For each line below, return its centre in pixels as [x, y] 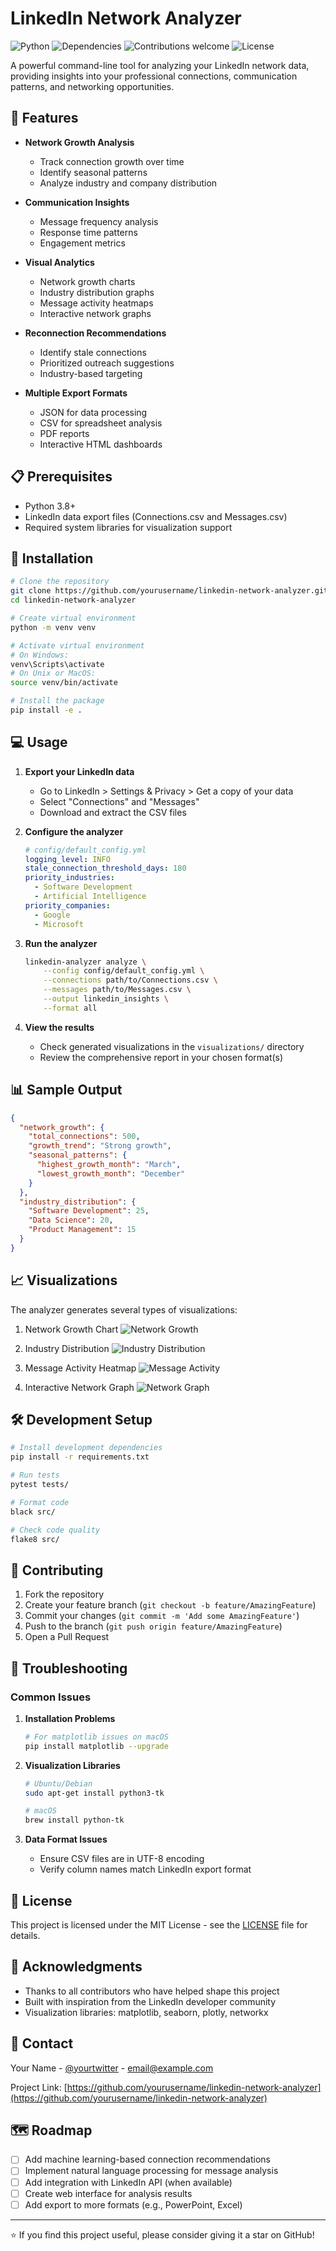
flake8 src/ [35, 1539]
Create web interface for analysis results [108, 2193]
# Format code [40, 1502]
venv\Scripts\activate [57, 664]
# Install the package [57, 701]
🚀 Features [44, 118]
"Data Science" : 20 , [71, 1220]
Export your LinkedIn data [79, 771]
